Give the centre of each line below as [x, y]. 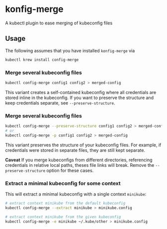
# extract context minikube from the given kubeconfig [63, 217]
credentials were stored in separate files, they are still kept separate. [75, 150]
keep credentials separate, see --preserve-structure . [60, 103]
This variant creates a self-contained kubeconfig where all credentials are [81, 92]
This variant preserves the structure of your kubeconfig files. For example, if [83, 145]
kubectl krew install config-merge [42, 60]
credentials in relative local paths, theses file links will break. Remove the [80, 165]
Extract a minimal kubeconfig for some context [63, 183]
